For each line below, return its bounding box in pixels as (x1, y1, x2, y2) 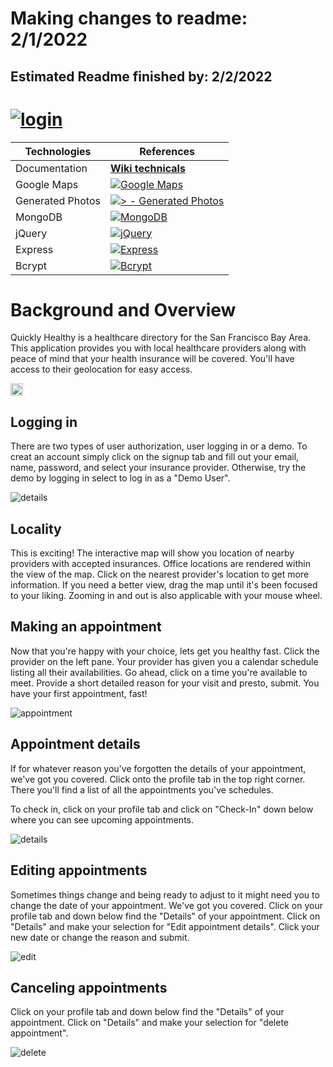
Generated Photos (15, 193, 101, 207)
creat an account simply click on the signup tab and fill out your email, (10, 451, 300, 463)
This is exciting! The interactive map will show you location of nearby (10, 547, 295, 559)
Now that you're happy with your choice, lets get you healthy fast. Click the (10, 645, 320, 657)
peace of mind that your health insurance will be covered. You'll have (10, 353, 295, 365)
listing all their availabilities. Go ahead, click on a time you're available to (10, 666, 308, 678)
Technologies (24, 144, 92, 158)
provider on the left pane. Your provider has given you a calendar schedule (10, 655, 319, 667)
